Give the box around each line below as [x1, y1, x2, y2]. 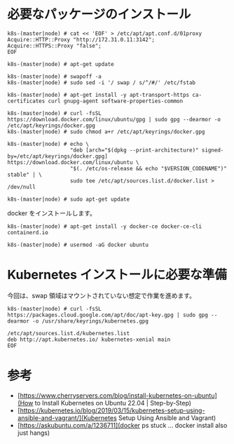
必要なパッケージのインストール [7, 6, 191, 22]
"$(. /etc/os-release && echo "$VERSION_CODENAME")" [69, 165, 228, 172]
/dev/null [7, 183, 36, 190]
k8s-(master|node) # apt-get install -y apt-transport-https [7, 91, 190, 98]
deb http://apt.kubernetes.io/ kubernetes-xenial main [7, 336, 171, 343]
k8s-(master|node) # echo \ [7, 140, 90, 147]
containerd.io [7, 229, 49, 236]
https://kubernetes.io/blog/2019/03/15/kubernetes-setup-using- [20, 406, 205, 415]
